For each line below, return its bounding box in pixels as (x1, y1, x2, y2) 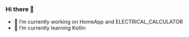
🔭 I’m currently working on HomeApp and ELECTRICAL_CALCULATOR (14, 18, 183, 25)
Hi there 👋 (5, 5, 35, 13)
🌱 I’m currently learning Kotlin (14, 24, 86, 31)
